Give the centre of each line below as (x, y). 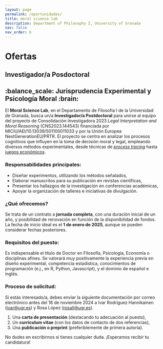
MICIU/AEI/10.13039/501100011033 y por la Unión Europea (63, 131)
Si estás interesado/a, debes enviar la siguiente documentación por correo (80, 297)
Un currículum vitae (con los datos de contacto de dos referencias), (81, 322)
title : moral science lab (31, 19)
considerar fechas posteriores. (36, 230)
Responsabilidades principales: (43, 165)
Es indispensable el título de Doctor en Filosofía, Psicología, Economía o (77, 253)
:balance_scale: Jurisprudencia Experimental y (78, 91)
